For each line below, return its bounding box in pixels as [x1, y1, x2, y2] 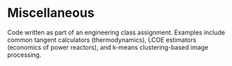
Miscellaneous [7, 5, 95, 21]
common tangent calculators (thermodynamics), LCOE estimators [7, 35, 197, 44]
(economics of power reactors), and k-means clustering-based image [7, 43, 209, 51]
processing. [7, 51, 42, 59]
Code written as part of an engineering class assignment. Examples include [7, 28, 226, 37]
